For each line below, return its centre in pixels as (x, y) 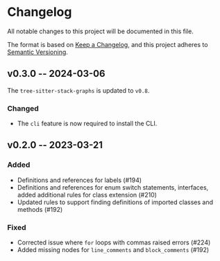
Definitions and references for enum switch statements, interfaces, (113, 187)
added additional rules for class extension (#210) (87, 195)
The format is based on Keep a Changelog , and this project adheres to (108, 44)
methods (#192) (40, 209)
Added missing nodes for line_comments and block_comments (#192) (113, 250)
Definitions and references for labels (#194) (79, 180)
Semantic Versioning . (37, 52)
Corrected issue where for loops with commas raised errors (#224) (114, 242)
